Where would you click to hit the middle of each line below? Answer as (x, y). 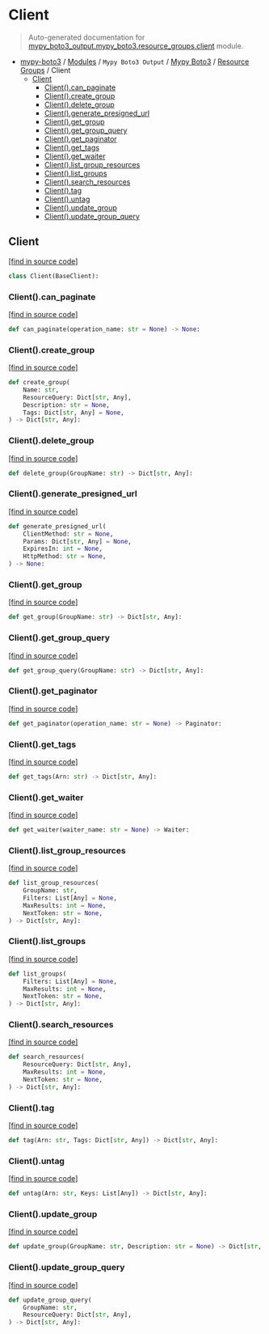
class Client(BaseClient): (54, 276)
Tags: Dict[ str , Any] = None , (74, 413)
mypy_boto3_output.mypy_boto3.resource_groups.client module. (136, 45)
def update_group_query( (50, 1300)
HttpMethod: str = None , (65, 557)
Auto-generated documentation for (86, 37)
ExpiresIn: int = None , (63, 549)
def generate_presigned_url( (57, 526)
